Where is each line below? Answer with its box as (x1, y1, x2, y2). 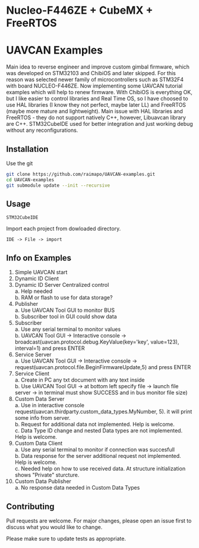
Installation (6, 144, 49, 154)
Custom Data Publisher (14, 478, 71, 485)
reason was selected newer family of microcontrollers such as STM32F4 (6, 76, 184, 83)
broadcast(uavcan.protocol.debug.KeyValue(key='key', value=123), (14, 338, 179, 346)
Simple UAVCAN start (14, 269, 68, 276)
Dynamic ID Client (14, 275, 59, 282)
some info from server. (14, 414, 71, 422)
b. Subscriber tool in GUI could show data (14, 313, 117, 320)
